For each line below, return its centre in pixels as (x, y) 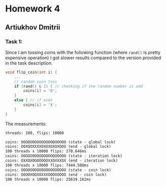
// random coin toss (36, 81)
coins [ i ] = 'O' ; (40, 91)
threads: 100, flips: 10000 (35, 133)
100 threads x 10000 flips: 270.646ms (46, 151)
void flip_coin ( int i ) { (31, 72)
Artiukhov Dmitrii (33, 27)
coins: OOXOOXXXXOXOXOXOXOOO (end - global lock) (58, 147)
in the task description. (29, 63)
